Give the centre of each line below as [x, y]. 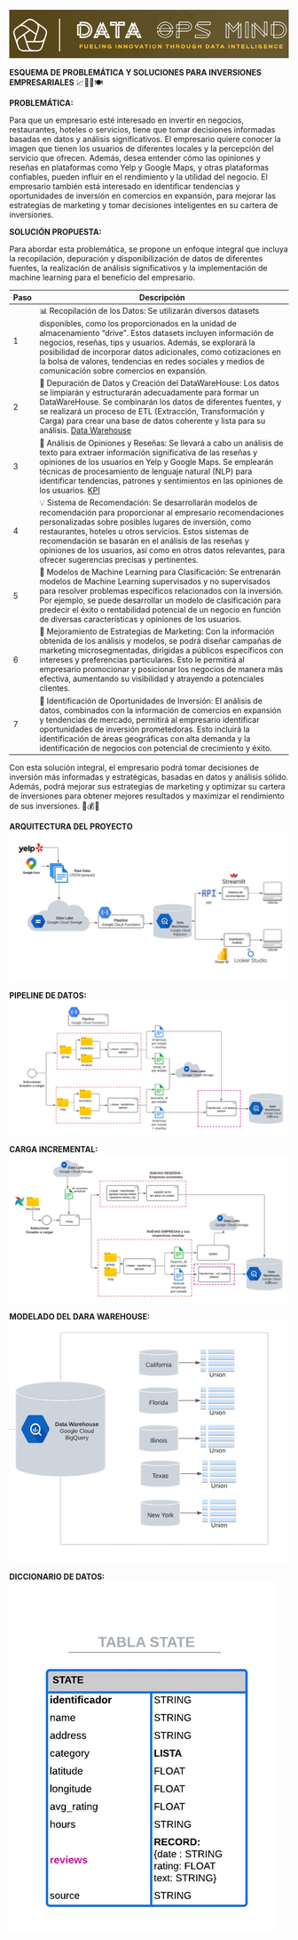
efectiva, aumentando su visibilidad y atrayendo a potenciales [152, 679]
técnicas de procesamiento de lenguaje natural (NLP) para [146, 471]
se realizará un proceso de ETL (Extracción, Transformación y [152, 412]
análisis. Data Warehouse [85, 430]
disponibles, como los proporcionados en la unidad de [138, 324]
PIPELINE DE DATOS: [48, 996]
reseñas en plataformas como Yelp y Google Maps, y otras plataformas [139, 168]
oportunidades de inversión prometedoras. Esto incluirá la [145, 729]
